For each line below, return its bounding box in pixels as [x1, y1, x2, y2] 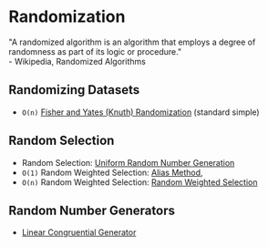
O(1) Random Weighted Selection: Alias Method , [21, 167, 203, 178]
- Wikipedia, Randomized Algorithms [8, 56, 147, 67]
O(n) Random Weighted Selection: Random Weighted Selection [21, 176, 258, 188]
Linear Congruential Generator [21, 227, 137, 238]
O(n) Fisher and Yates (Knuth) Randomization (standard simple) [21, 107, 261, 118]
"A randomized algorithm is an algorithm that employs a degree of [8, 36, 256, 47]
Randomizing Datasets [8, 82, 140, 98]
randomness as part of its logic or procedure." [8, 46, 182, 57]
